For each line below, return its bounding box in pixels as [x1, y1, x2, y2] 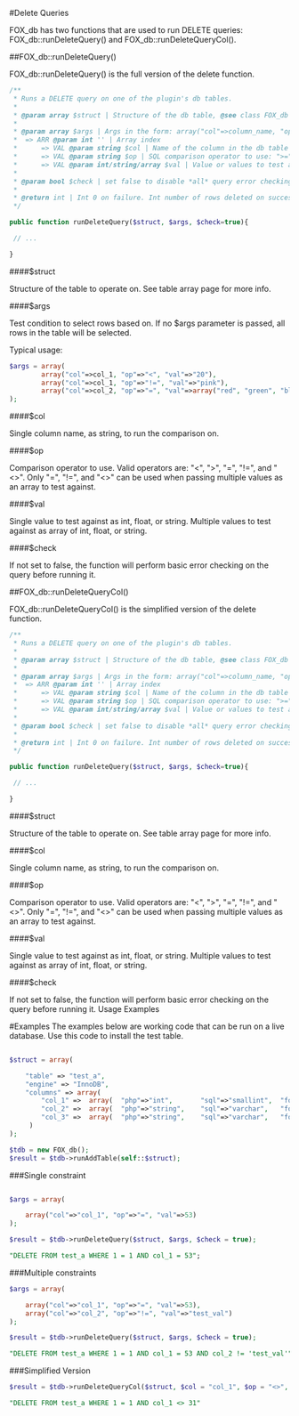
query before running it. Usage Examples [9, 1003, 160, 1014]
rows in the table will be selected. [9, 327, 132, 337]
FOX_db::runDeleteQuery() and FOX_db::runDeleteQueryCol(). [9, 35, 237, 45]
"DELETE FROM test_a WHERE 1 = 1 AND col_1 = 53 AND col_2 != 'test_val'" [9, 1349, 293, 1358]
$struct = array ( [9, 1055, 74, 1064]
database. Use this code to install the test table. [9, 1030, 184, 1040]
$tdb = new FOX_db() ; [9, 1145, 90, 1154]
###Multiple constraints [9, 1267, 97, 1278]
